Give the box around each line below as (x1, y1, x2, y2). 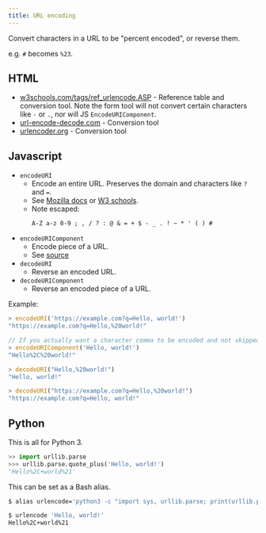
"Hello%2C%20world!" (8, 351, 77, 359)
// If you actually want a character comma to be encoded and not (8, 336, 232, 344)
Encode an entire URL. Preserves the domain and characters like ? (31, 179, 248, 189)
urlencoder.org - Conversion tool (19, 126, 127, 136)
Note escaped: (31, 204, 80, 214)
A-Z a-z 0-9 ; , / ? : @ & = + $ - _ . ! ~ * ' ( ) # (31, 220, 213, 228)
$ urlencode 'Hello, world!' (8, 512, 104, 520)
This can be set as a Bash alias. (8, 481, 111, 492)
